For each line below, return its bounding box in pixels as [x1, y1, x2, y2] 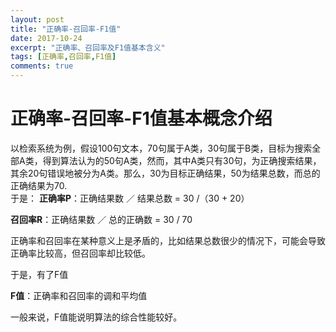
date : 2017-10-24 [10, 33, 83, 43]
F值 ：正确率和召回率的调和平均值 [10, 289, 148, 301]
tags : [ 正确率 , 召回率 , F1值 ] [10, 52, 117, 62]
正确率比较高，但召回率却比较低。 [10, 247, 151, 259]
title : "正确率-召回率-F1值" [10, 24, 122, 34]
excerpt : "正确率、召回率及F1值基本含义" [10, 42, 166, 53]
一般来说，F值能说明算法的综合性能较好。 [10, 311, 183, 323]
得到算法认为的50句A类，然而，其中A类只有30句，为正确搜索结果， [42, 154, 322, 166]
